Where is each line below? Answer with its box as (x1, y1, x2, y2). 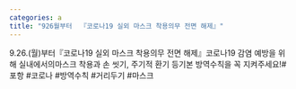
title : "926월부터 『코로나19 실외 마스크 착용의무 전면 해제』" (9, 22, 224, 31)
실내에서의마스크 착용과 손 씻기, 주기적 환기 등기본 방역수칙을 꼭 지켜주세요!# (18, 58, 287, 69)
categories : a (9, 13, 63, 22)
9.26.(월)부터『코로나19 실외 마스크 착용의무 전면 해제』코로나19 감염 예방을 (9, 47, 276, 58)
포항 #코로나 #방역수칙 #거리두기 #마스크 (9, 69, 154, 81)
